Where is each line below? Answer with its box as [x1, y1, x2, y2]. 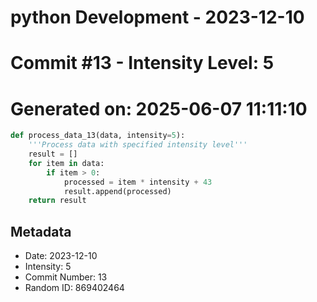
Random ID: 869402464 [24, 282, 125, 294]
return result [28, 196, 87, 206]
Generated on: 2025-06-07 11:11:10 [10, 97, 308, 120]
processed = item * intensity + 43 [63, 177, 213, 187]
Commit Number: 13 [24, 271, 108, 283]
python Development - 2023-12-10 [10, 6, 305, 29]
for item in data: [28, 158, 105, 168]
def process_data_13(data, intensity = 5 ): [10, 131, 186, 141]
